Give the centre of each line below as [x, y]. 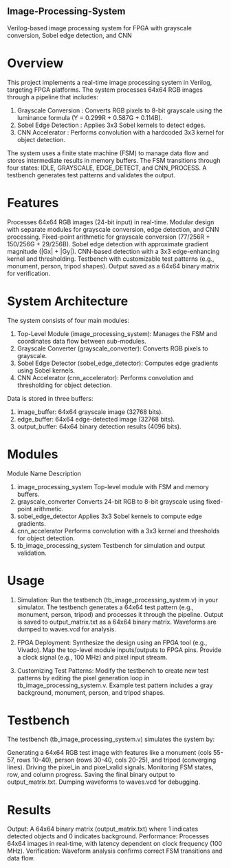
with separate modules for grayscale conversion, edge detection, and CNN [113, 229]
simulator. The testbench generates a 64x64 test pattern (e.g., [105, 607]
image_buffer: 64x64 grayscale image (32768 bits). [90, 412]
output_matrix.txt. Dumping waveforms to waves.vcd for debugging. [104, 782]
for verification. [29, 273]
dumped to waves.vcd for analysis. [67, 629]
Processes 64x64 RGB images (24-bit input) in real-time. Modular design [111, 222]
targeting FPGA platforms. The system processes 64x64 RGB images [105, 90]
